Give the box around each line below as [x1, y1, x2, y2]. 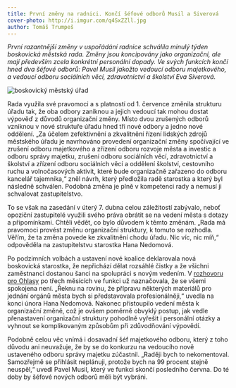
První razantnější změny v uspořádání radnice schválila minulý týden [7, 43, 209, 51]
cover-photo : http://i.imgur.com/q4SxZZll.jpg [7, 17, 147, 24]
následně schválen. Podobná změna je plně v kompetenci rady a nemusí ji [7, 182, 222, 191]
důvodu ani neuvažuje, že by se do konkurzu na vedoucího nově [7, 343, 194, 351]
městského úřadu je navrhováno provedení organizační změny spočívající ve [7, 137, 230, 146]
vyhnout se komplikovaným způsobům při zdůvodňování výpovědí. [7, 322, 201, 330]
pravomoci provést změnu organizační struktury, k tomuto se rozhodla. [7, 226, 213, 234]
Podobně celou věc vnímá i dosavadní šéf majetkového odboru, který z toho [7, 335, 228, 344]
